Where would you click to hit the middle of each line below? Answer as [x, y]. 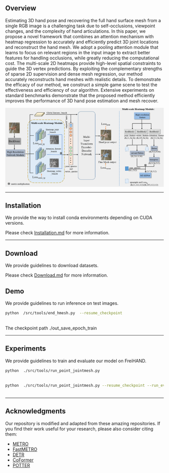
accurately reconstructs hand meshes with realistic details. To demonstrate [83, 79]
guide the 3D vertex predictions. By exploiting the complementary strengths [84, 69]
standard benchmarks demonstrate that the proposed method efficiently [80, 95]
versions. [15, 223]
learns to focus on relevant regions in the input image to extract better [78, 52]
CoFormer [23, 460]
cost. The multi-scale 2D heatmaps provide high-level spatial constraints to [83, 63]
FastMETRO [25, 449]
